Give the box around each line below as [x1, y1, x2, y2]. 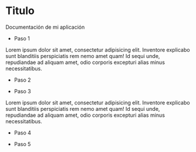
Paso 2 [13, 76, 31, 83]
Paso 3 [13, 87, 31, 94]
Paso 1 [13, 35, 31, 42]
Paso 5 [13, 140, 31, 147]
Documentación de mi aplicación [5, 23, 85, 31]
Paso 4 [13, 129, 32, 136]
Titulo [5, 4, 35, 18]
